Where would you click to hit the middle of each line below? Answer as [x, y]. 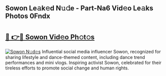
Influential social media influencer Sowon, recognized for [101, 52]
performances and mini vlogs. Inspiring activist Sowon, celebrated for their [83, 63]
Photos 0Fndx [28, 16]
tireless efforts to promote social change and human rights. [67, 68]
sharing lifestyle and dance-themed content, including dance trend [75, 57]
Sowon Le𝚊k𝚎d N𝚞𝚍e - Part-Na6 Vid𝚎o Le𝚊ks [79, 8]
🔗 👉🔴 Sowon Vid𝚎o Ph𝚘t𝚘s [50, 37]
